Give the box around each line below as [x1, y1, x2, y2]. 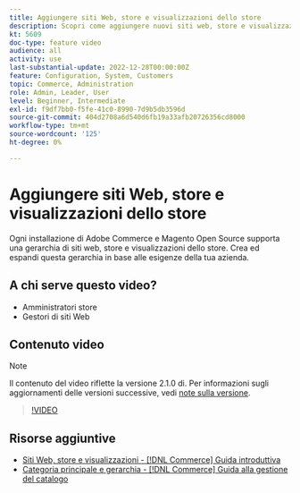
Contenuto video [9, 336, 104, 352]
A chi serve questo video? [9, 278, 158, 293]
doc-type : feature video [9, 38, 102, 47]
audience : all [9, 47, 62, 55]
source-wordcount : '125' [9, 130, 102, 139]
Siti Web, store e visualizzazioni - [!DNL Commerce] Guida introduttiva [21, 455, 281, 465]
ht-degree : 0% [9, 138, 62, 147]
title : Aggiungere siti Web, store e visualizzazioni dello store [9, 13, 262, 22]
